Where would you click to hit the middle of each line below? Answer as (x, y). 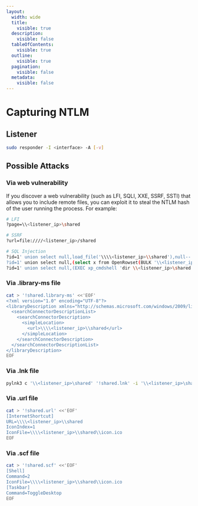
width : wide (26, 17)
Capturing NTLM (48, 112)
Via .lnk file (23, 371)
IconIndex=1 (21, 427)
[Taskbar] (18, 487)
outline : (22, 56)
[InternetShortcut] (30, 416)
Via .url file (22, 398)
